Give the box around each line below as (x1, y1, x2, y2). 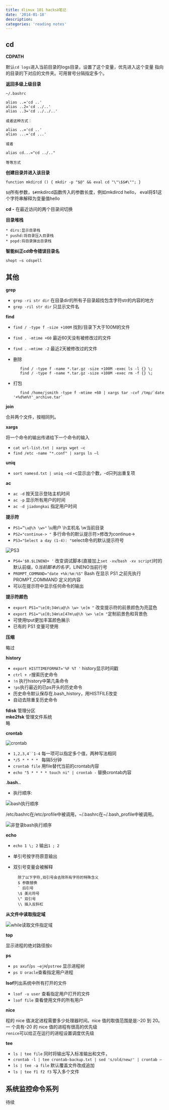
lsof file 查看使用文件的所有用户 (13, 997, 83, 1003)
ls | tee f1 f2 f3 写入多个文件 (13, 1068, 79, 1075)
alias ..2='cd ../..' (6, 104, 51, 109)
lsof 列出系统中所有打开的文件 (6, 980, 67, 986)
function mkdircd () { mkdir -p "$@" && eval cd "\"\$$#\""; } (6, 180, 141, 185)
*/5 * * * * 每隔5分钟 (13, 756, 62, 762)
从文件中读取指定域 (6, 911, 46, 917)
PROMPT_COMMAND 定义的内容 (13, 576, 81, 583)
